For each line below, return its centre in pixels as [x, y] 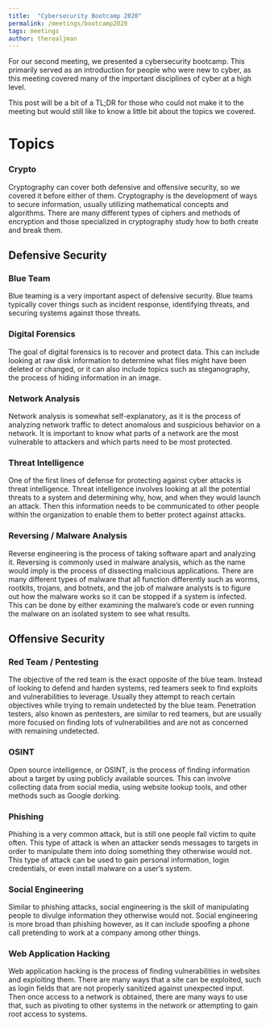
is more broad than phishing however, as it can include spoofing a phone [129, 924]
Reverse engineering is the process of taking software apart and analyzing [132, 553]
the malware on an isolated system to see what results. [100, 613]
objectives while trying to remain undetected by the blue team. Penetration [132, 705]
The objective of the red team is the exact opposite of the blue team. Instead [135, 679]
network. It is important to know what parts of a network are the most [124, 433]
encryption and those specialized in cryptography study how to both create [134, 221]
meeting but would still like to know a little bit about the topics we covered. [132, 112]
